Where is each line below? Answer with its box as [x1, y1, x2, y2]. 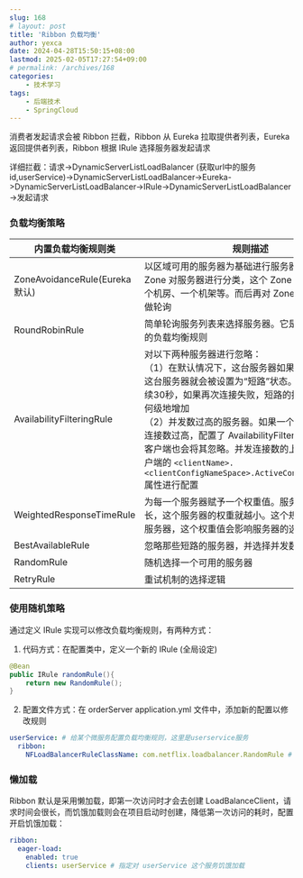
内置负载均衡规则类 [33, 242, 115, 255]
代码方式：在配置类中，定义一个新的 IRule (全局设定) [22, 644, 218, 654]
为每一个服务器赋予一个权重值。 [143, 495, 280, 508]
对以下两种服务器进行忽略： [143, 348, 262, 361]
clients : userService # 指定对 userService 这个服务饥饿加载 [25, 861, 245, 870]
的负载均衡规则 [143, 331, 208, 343]
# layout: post [9, 22, 67, 31]
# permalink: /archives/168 [9, 64, 115, 73]
